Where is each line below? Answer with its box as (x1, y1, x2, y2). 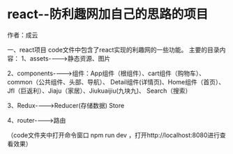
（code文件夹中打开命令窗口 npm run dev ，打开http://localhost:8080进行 (7, 130, 220, 139)
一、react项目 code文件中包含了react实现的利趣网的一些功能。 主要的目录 (7, 45, 220, 54)
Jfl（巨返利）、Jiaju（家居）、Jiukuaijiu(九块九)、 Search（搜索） (7, 86, 192, 95)
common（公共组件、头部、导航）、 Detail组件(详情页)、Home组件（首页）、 (7, 77, 225, 86)
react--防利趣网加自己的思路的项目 (7, 6, 209, 22)
